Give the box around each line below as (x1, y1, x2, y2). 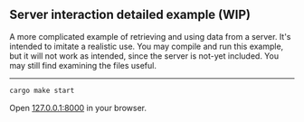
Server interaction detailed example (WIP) (9, 7, 252, 23)
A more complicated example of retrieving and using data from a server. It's (9, 31, 291, 42)
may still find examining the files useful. (9, 60, 157, 70)
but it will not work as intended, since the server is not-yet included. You (9, 50, 279, 61)
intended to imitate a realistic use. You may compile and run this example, (9, 41, 284, 52)
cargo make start (9, 86, 75, 95)
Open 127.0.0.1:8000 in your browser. (9, 102, 147, 113)
